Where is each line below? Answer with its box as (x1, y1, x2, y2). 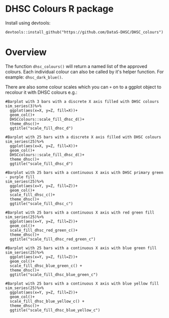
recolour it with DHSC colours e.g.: (5, 89, 77, 95)
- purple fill (5, 174, 35, 180)
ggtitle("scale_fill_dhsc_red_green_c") (10, 236, 96, 241)
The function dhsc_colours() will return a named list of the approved (5, 63, 147, 69)
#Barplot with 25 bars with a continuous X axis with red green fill (5, 210, 155, 215)
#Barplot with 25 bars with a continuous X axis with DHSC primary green (5, 170, 164, 175)
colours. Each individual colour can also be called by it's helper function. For (5, 68, 164, 75)
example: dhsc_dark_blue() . (5, 74, 63, 80)
